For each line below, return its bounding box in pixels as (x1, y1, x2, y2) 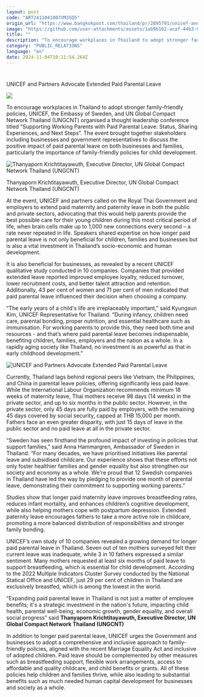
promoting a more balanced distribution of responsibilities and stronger (6, 519, 185, 526)
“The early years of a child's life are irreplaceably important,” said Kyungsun (6, 304, 197, 312)
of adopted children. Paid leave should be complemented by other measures (6, 651, 198, 659)
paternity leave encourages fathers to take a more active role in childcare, (6, 513, 191, 520)
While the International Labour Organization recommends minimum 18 (6, 386, 181, 393)
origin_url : (6, 20, 36, 26)
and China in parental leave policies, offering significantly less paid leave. (6, 379, 190, 386)
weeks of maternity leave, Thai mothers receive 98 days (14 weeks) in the (6, 393, 191, 400)
